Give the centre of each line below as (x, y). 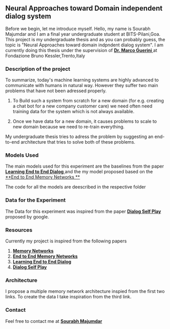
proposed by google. (27, 216)
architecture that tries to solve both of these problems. (78, 142)
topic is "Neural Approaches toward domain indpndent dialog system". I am (84, 45)
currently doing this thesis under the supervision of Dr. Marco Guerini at (81, 50)
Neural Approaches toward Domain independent (84, 8)
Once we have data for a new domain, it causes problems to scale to (85, 121)
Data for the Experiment (35, 200)
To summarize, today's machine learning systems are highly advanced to (82, 80)
